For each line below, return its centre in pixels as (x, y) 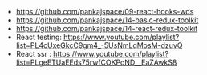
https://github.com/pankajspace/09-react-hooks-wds (105, 12)
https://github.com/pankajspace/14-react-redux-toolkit (107, 28)
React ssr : (34, 54)
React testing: (39, 37)
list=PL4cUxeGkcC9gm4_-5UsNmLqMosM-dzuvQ (99, 45)
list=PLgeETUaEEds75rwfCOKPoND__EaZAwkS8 (96, 62)
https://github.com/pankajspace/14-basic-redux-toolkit (107, 20)
